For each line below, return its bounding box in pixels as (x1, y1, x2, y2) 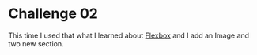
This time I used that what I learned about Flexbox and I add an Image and (8, 31, 250, 40)
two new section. (8, 38, 65, 48)
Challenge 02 (8, 5, 99, 23)
